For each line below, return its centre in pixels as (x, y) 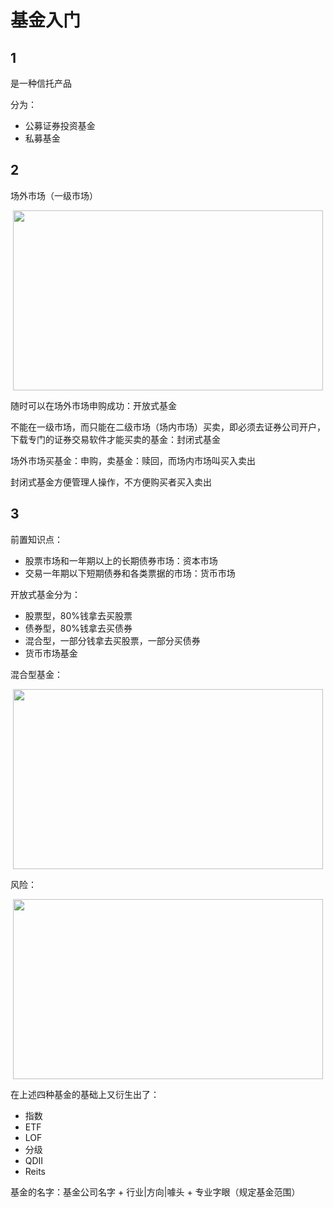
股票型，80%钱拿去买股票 (78, 615)
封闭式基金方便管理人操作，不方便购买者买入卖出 (111, 482)
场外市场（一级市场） (54, 195)
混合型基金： (36, 674)
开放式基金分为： (45, 594)
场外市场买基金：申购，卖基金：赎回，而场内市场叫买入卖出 (133, 460)
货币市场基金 (51, 653)
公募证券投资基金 (60, 125)
